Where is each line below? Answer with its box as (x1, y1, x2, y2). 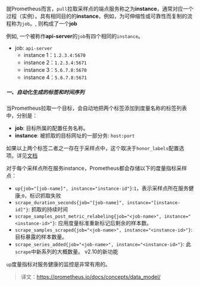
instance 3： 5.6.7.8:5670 (23, 66, 87, 73)
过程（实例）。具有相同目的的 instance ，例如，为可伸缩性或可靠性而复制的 (6, 12, 187, 20)
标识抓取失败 (29, 192, 61, 199)
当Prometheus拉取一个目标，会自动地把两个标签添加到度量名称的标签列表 (6, 104, 187, 112)
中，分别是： (6, 112, 37, 119)
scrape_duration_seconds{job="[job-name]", (14, 199, 125, 206)
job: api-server (14, 45, 52, 52)
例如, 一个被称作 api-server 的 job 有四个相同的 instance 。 (6, 33, 144, 40)
